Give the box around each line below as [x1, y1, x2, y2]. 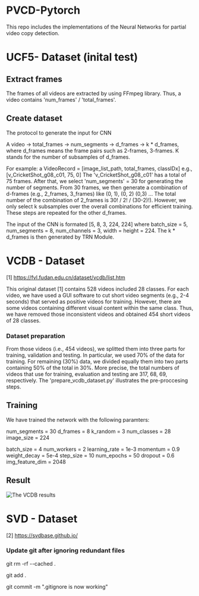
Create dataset [6, 114, 62, 124]
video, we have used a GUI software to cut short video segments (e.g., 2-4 [6, 291, 189, 299]
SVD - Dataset [6, 512, 78, 525]
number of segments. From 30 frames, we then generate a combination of [6, 184, 188, 191]
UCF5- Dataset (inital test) [6, 51, 138, 64]
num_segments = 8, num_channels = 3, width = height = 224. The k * [6, 227, 176, 234]
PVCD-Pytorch [6, 4, 81, 17]
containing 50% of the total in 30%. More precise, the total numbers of [6, 364, 180, 371]
